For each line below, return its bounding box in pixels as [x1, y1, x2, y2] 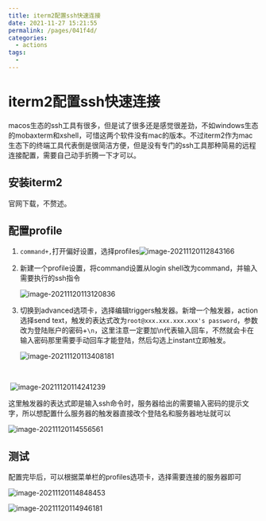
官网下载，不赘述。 [8, 198, 71, 208]
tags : [8, 49, 26, 56]
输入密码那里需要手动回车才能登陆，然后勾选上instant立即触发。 [19, 336, 230, 345]
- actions [15, 41, 48, 49]
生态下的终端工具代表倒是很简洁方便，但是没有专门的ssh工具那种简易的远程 [8, 140, 256, 150]
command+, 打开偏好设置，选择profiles [19, 247, 140, 256]
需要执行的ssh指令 [19, 274, 81, 283]
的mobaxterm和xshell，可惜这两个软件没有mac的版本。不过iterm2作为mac [8, 130, 253, 140]
